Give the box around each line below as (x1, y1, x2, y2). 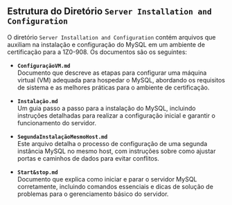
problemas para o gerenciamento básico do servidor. (17, 190, 169, 198)
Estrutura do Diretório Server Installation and (7, 6, 213, 17)
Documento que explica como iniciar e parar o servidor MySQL (17, 175, 197, 183)
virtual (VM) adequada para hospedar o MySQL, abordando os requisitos (17, 75, 225, 84)
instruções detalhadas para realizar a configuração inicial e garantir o (17, 111, 216, 120)
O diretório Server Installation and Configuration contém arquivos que (7, 33, 216, 41)
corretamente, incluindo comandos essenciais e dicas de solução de (17, 182, 213, 190)
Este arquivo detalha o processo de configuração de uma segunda (17, 139, 208, 148)
